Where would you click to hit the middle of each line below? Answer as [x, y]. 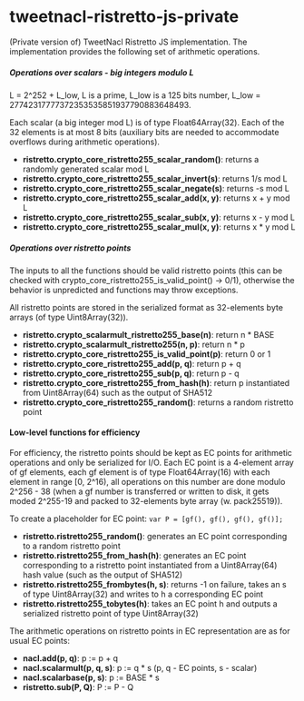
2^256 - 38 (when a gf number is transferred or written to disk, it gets [139, 491]
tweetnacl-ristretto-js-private [124, 17]
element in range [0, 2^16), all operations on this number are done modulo [147, 482]
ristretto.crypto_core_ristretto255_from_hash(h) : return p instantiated [156, 382]
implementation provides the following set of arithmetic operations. [135, 51]
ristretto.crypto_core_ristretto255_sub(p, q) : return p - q [131, 373]
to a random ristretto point [71, 546]
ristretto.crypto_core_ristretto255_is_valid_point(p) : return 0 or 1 [147, 354]
